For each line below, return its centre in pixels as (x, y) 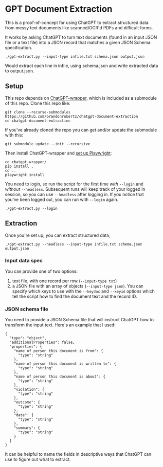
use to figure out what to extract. (38, 459)
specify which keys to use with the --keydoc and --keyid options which (83, 291)
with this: (14, 135)
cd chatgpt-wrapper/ (26, 162)
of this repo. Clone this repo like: (38, 103)
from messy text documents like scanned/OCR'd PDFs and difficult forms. (79, 27)
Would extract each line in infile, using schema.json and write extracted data (81, 66)
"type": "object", (28, 338)
